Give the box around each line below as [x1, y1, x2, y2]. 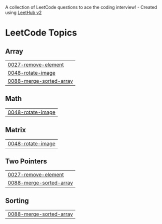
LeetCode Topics [5, 27, 77, 39]
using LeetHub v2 [5, 10, 42, 16]
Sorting [5, 196, 29, 205]
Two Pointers [5, 157, 47, 166]
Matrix [5, 126, 26, 134]
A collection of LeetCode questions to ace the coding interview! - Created [5, 5, 157, 10]
